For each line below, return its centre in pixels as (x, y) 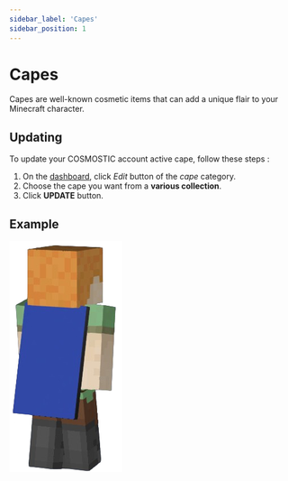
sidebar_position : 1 (48, 28)
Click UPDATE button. (63, 196)
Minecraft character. (47, 109)
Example (34, 224)
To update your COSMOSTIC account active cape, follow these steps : (139, 159)
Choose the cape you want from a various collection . (122, 186)
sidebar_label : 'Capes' (54, 19)
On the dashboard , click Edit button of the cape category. (129, 177)
